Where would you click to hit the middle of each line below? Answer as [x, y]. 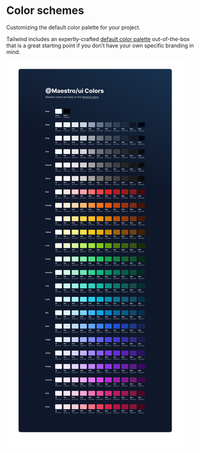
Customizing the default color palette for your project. [73, 27]
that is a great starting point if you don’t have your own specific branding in [100, 45]
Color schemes [45, 11]
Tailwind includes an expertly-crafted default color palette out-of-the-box [98, 39]
